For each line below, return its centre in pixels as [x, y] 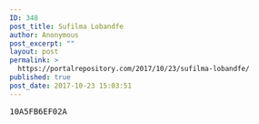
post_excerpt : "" [42, 43]
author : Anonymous [44, 35]
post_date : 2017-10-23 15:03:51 [70, 86]
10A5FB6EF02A [39, 111]
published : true [40, 77]
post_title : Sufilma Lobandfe [67, 26]
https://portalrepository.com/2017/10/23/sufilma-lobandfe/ [134, 69]
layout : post [34, 52]
